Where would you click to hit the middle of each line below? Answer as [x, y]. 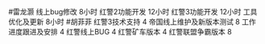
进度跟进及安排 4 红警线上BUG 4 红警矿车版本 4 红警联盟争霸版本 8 [120, 32]
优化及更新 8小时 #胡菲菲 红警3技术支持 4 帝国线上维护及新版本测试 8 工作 [132, 22]
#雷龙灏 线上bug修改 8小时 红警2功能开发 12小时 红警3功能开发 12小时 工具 [133, 12]
